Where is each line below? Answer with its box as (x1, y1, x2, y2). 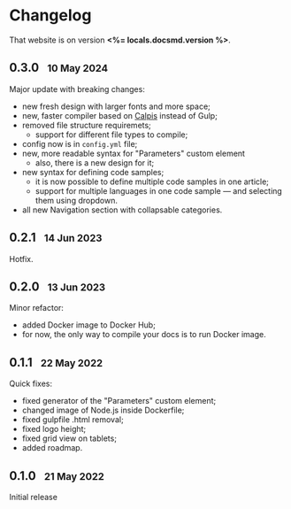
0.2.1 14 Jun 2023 (9, 230, 103, 245)
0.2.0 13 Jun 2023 (9, 279, 106, 294)
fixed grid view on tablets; (21, 433, 118, 443)
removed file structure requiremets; (21, 120, 152, 130)
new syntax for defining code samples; (21, 166, 165, 177)
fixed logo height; (21, 424, 87, 435)
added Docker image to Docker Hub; (21, 320, 157, 330)
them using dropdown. (34, 195, 118, 205)
